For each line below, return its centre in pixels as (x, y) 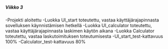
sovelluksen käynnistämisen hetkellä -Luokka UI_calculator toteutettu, (79, 25)
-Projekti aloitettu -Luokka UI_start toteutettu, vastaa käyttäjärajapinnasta (82, 20)
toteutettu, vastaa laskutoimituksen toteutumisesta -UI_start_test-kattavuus (84, 36)
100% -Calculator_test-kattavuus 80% (45, 41)
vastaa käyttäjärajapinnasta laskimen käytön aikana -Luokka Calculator (80, 31)
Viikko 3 (14, 7)
